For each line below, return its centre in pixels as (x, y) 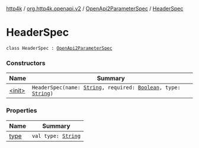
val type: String (56, 136)
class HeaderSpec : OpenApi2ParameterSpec (59, 48)
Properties (22, 111)
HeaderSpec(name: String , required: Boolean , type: (106, 88)
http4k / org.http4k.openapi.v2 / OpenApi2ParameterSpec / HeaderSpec (95, 9)
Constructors (26, 63)
